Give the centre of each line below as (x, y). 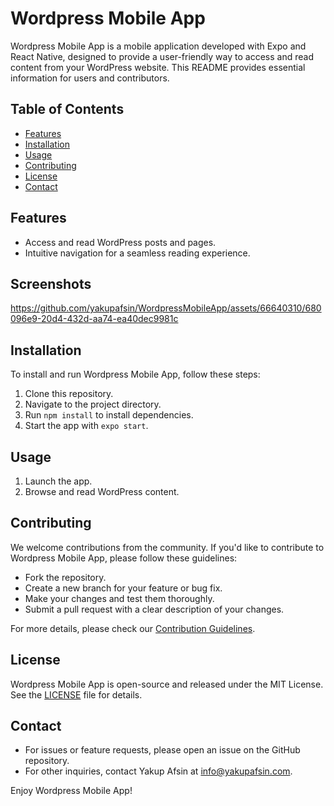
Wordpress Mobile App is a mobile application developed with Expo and (158, 46)
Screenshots (51, 283)
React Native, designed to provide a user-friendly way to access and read (162, 56)
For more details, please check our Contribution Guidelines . (133, 628)
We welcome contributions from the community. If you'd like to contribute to (167, 547)
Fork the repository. (65, 577)
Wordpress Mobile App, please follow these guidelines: (124, 558)
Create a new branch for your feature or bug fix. (123, 588)
